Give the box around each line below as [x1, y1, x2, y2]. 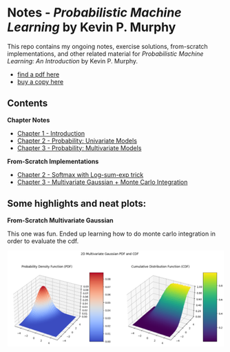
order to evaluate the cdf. [7, 236, 79, 245]
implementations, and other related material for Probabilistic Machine [7, 50, 204, 58]
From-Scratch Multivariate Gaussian [7, 216, 114, 225]
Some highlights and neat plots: [7, 198, 147, 209]
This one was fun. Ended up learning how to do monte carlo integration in [7, 229, 216, 238]
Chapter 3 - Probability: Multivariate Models [17, 143, 142, 152]
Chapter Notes [7, 116, 50, 124]
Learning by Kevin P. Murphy [7, 19, 176, 35]
